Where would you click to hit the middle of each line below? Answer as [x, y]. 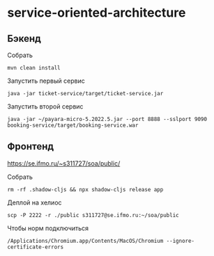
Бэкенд [24, 39]
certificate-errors [36, 247]
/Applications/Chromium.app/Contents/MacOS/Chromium [85, 241]
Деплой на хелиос [35, 202]
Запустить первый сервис [46, 81]
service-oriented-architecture [97, 13]
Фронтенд [31, 146]
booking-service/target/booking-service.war [73, 125]
